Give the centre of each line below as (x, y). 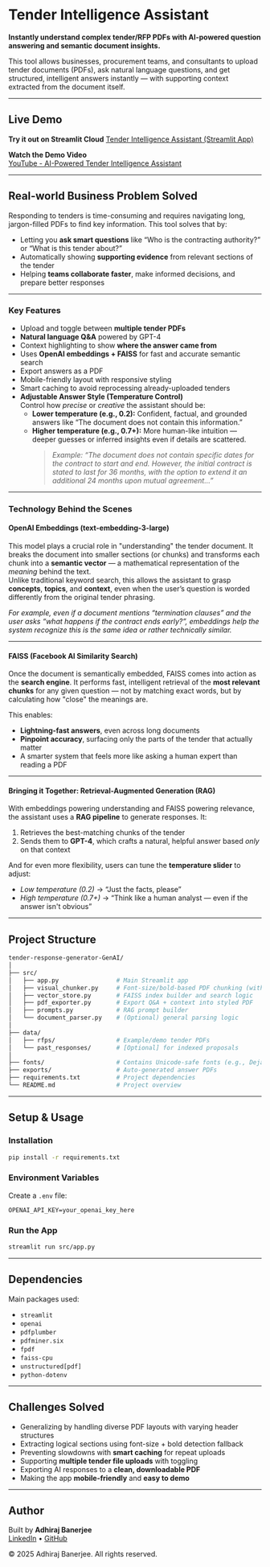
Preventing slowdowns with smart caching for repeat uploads (123, 1452)
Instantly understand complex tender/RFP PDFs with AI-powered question (135, 37)
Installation (31, 1141)
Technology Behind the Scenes (70, 508)
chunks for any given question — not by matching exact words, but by (125, 691)
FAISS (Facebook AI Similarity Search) (73, 656)
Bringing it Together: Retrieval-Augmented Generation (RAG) (112, 791)
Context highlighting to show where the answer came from (118, 345)
